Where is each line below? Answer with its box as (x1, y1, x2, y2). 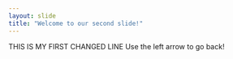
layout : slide (8, 11, 57, 20)
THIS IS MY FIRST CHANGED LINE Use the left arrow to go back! (8, 41, 225, 51)
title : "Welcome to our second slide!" (8, 19, 144, 27)
